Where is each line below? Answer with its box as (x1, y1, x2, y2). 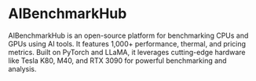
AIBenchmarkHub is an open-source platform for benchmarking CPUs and (8, 31, 249, 40)
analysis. (8, 64, 37, 73)
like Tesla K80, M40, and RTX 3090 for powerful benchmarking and (8, 56, 227, 65)
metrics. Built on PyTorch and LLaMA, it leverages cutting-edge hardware (8, 47, 246, 57)
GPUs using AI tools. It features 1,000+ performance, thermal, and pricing (8, 39, 246, 48)
